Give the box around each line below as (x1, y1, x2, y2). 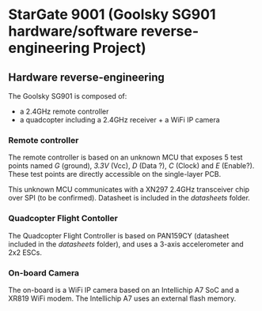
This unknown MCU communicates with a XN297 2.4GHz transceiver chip (8, 185, 249, 194)
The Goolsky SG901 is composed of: (8, 92, 127, 100)
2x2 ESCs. (8, 247, 42, 257)
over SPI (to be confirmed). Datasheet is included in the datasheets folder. (8, 193, 251, 203)
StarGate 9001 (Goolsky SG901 (8, 6, 216, 24)
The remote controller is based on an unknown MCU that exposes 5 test (8, 152, 243, 163)
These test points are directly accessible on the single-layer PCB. (8, 170, 222, 179)
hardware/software (8, 22, 139, 40)
